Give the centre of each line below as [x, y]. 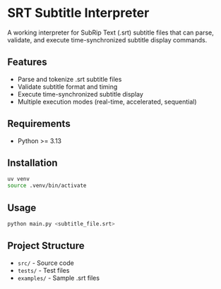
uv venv [19, 179]
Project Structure [46, 246]
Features [27, 62]
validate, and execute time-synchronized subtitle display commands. [107, 39]
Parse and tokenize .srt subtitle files [70, 79]
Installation [32, 162]
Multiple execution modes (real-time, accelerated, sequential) [107, 102]
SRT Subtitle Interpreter [78, 13]
